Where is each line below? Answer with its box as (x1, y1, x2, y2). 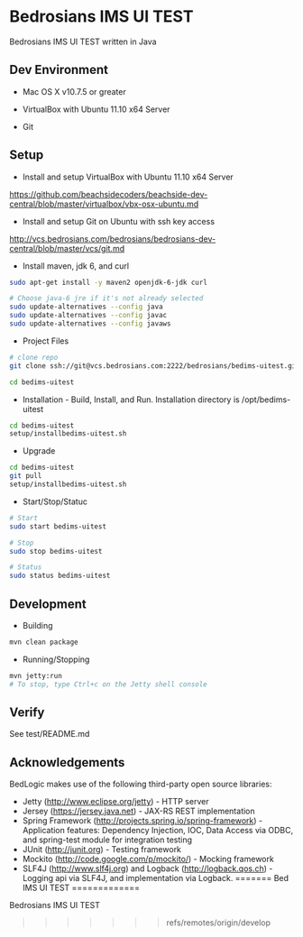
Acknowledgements (9, 755, 125, 770)
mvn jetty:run (9, 671, 63, 680)
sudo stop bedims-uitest (9, 547, 103, 556)
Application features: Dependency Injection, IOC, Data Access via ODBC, (22, 825, 294, 836)
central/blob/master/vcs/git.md (9, 243, 124, 253)
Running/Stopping (22, 654, 90, 665)
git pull (9, 472, 42, 481)
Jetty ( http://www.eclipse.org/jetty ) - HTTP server (22, 796, 209, 807)
